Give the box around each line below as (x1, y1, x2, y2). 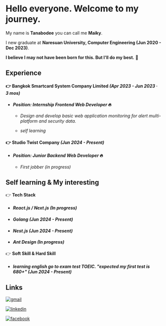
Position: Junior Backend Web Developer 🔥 (12, 152, 103, 159)
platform (20, 118, 38, 124)
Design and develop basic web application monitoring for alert (20, 113, 148, 119)
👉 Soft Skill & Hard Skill (5, 250, 56, 256)
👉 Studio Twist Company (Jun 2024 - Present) (5, 139, 105, 145)
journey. (5, 13, 41, 25)
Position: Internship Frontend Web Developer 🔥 (12, 101, 112, 107)
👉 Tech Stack (5, 192, 36, 197)
